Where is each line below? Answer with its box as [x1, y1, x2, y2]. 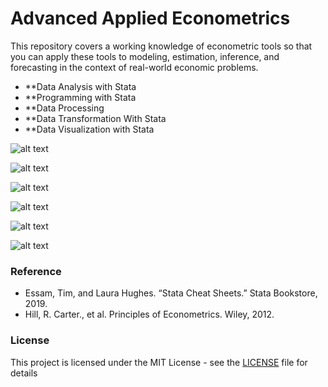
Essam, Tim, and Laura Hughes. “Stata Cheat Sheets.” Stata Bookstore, [24, 287, 318, 299]
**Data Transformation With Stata [24, 112, 167, 124]
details [10, 367, 38, 379]
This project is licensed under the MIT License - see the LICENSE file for [10, 356, 308, 368]
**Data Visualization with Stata [24, 123, 155, 135]
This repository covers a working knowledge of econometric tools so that [10, 40, 313, 52]
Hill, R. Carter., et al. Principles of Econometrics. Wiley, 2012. [24, 308, 275, 321]
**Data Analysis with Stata [24, 80, 137, 92]
